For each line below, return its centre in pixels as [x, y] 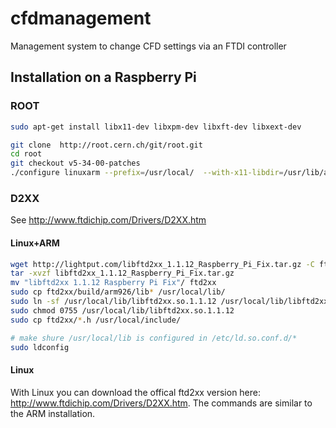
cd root [26, 154]
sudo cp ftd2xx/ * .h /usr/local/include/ [96, 320]
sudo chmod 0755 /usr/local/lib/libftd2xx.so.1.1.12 [122, 310]
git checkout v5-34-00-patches [75, 163]
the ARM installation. [53, 413]
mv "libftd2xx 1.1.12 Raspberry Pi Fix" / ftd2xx [113, 283]
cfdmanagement [81, 18]
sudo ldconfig [40, 347]
